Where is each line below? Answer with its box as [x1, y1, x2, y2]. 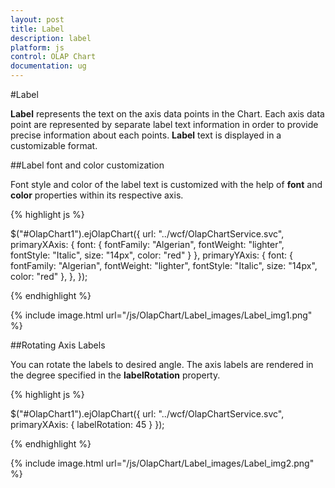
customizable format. [10, 140, 98, 151]
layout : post [10, 14, 65, 25]
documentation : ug [10, 61, 87, 71]
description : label [10, 33, 92, 43]
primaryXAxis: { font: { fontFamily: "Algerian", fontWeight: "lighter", [10, 239, 285, 250]
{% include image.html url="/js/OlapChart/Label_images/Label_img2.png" [10, 457, 315, 469]
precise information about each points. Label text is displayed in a [10, 129, 282, 141]
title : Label [10, 24, 65, 34]
